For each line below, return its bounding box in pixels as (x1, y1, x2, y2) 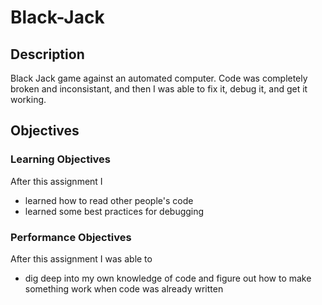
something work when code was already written (24, 282, 224, 295)
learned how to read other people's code (24, 194, 194, 206)
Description (10, 46, 85, 63)
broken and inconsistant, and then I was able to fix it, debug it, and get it (10, 83, 308, 95)
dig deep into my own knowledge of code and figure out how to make (24, 272, 312, 284)
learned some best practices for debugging (24, 205, 205, 217)
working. (10, 94, 47, 105)
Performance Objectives (10, 230, 132, 244)
